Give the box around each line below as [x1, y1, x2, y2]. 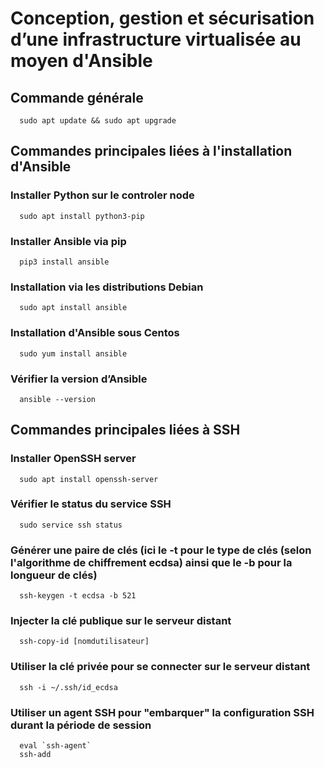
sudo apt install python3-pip [19, 211, 145, 221]
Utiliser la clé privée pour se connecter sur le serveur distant [10, 660, 311, 674]
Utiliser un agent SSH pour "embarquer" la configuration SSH [10, 705, 315, 719]
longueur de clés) [10, 568, 98, 582]
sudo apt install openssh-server [19, 474, 159, 484]
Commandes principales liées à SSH [10, 422, 241, 439]
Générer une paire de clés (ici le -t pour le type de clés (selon [10, 543, 312, 557]
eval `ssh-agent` [19, 741, 92, 751]
